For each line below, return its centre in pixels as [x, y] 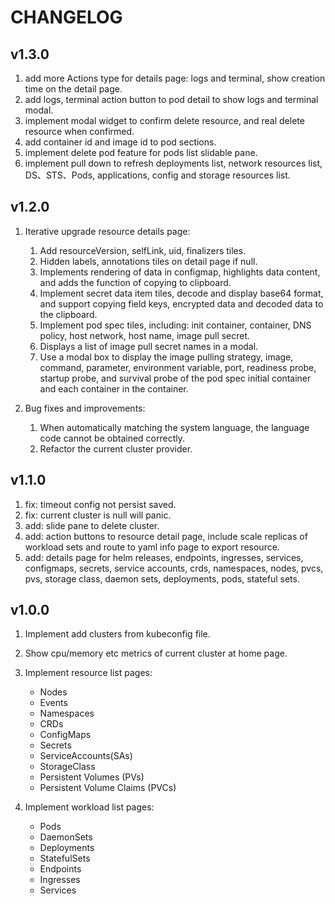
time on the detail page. [73, 89]
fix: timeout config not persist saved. [100, 504]
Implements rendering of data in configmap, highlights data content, [180, 272]
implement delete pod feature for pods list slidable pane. [141, 152]
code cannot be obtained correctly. [112, 438]
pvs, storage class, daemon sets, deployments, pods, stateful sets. [162, 578]
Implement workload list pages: [89, 807]
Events [53, 703]
